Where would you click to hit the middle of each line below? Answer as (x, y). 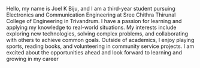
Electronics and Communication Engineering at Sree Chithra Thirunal (91, 15)
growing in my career (32, 59)
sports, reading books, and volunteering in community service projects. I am (100, 46)
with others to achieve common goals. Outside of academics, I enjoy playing (100, 40)
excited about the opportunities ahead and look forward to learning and (94, 52)
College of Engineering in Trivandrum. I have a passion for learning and (94, 21)
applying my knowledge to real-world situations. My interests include (91, 27)
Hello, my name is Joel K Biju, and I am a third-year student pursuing (91, 9)
